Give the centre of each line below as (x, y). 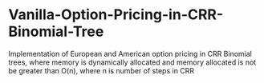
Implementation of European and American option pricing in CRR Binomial (130, 53)
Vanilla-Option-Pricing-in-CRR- (116, 15)
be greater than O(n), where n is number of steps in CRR (102, 70)
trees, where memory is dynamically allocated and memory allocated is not (132, 62)
